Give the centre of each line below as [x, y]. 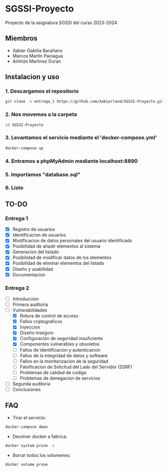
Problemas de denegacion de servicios [60, 378]
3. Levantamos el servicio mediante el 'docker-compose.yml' [81, 137]
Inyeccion [30, 327]
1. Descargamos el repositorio [42, 91]
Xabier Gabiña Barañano [37, 50]
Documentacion [29, 274]
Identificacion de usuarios [39, 235]
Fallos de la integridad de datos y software [64, 355]
